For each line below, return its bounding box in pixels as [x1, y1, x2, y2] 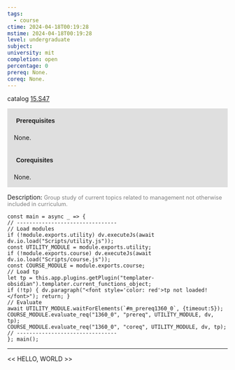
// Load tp [7, 268, 39, 275]
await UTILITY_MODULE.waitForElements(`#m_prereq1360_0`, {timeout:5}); [7, 306, 224, 313]
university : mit [7, 50, 55, 57]
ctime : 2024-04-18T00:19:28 [7, 23, 90, 30]
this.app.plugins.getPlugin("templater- [35, 275, 155, 282]
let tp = [7, 275, 33, 282]
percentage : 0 [7, 62, 49, 69]
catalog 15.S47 [7, 95, 50, 103]
